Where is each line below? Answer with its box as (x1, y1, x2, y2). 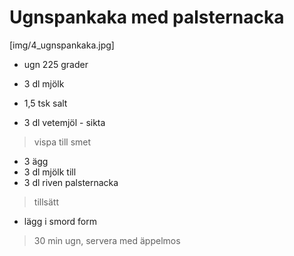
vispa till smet (33, 136, 92, 148)
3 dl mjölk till (23, 166, 77, 178)
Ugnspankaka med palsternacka (9, 6, 285, 29)
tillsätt (33, 196, 59, 208)
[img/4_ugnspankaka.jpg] (9, 39, 115, 51)
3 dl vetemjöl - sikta (23, 116, 106, 128)
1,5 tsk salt (23, 97, 68, 109)
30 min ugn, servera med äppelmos (33, 234, 181, 246)
